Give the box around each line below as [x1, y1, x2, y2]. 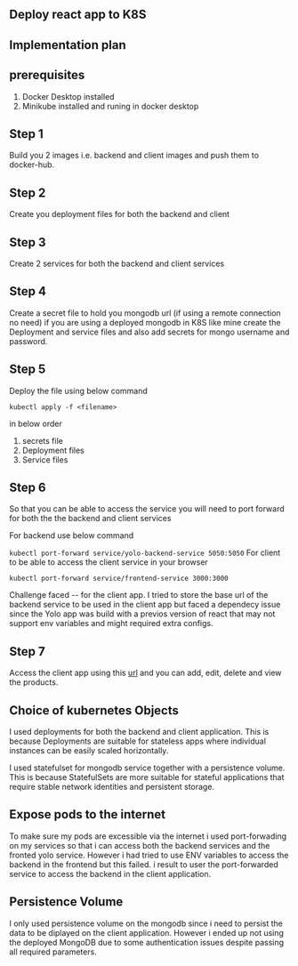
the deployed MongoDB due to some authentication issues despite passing [9, 937, 285, 947]
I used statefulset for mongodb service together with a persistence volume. [9, 762, 286, 773]
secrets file [21, 435, 64, 446]
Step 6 [9, 480, 46, 495]
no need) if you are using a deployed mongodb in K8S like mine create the [9, 317, 281, 327]
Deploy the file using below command [9, 385, 149, 396]
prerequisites [9, 68, 85, 83]
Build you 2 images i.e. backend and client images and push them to [9, 150, 260, 161]
